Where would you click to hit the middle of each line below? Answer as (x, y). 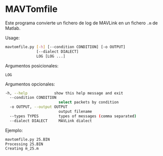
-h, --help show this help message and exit (64, 93)
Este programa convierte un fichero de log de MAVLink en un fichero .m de (81, 23)
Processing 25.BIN (24, 144)
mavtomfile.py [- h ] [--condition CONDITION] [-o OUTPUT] (65, 47)
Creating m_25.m (22, 149)
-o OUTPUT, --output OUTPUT (39, 107)
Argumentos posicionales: (32, 66)
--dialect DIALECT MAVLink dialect (51, 121)
